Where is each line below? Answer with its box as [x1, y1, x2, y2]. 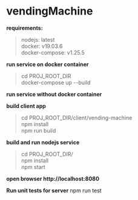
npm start [21, 163, 45, 170]
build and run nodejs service [6, 138, 80, 146]
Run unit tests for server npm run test [6, 187, 102, 194]
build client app [6, 102, 47, 110]
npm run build [21, 127, 56, 134]
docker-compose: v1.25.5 [21, 48, 85, 56]
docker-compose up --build [21, 79, 91, 86]
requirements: [6, 24, 44, 32]
